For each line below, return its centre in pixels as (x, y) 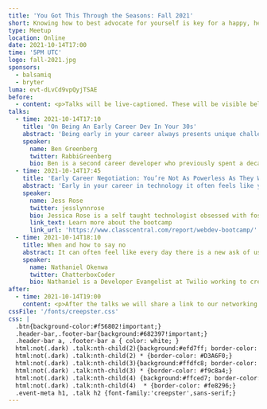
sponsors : (25, 68)
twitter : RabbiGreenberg (70, 156)
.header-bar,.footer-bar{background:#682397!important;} (112, 334)
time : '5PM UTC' (35, 53)
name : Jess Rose (56, 201)
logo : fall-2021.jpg (43, 60)
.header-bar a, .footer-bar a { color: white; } (97, 341)
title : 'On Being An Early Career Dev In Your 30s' (110, 127)
